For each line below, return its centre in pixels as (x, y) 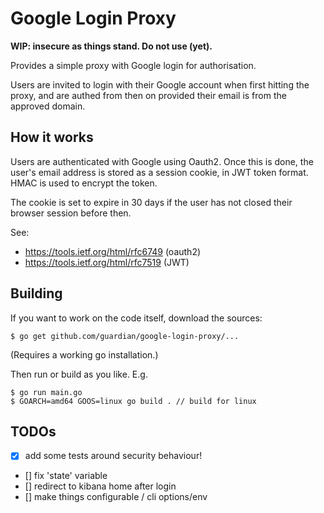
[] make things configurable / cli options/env (116, 497)
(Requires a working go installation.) (84, 354)
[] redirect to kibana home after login (100, 486)
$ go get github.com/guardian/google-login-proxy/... (125, 336)
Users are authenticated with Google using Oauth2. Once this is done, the (162, 161)
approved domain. (48, 106)
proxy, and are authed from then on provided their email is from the (148, 95)
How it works (52, 137)
